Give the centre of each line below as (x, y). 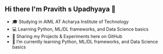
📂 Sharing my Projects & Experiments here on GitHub (67, 36)
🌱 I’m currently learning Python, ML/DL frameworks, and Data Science (85, 41)
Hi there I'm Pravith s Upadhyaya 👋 (60, 9)
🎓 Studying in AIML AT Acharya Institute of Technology (70, 21)
